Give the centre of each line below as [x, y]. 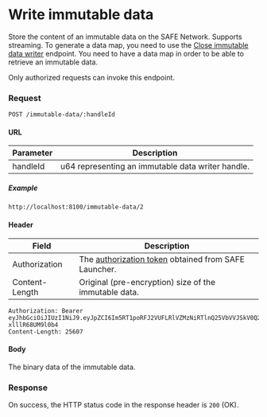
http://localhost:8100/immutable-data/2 [76, 207]
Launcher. [98, 269]
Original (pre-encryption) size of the [147, 282]
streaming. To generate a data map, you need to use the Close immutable [128, 45]
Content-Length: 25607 [46, 332]
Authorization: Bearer [46, 311]
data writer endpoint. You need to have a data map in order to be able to [126, 53]
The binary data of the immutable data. [72, 367]
